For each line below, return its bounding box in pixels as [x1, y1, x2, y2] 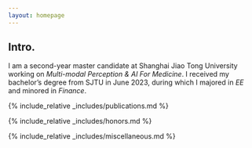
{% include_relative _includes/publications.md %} [8, 101, 169, 110]
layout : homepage [8, 11, 65, 20]
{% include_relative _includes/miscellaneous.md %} [8, 132, 176, 141]
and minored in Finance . [8, 86, 87, 96]
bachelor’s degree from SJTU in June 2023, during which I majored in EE [8, 78, 244, 87]
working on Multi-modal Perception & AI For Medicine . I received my [8, 70, 230, 79]
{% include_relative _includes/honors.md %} [8, 117, 152, 126]
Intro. [8, 41, 35, 54]
